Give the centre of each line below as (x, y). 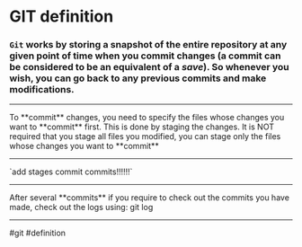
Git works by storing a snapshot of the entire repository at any (148, 45)
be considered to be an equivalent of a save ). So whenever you (149, 67)
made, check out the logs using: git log (81, 207)
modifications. (42, 90)
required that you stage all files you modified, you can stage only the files (145, 137)
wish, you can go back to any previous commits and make (138, 78)
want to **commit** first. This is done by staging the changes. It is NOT (142, 127)
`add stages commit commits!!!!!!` (71, 172)
